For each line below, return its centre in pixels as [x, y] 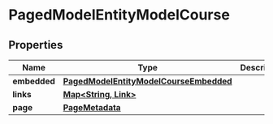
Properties [36, 45]
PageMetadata [92, 107]
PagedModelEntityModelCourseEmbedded [148, 81]
